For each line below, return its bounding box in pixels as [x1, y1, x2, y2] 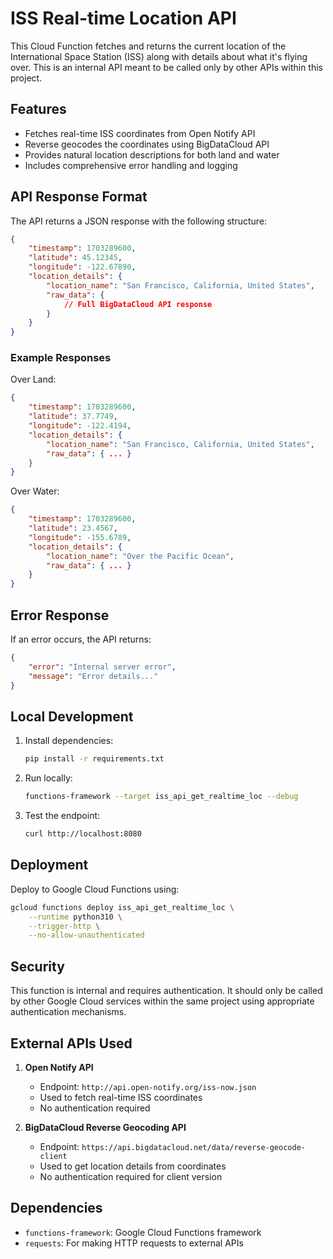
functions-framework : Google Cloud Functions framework [24, 1226, 262, 1238]
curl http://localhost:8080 [24, 829, 142, 839]
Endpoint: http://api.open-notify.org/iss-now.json [39, 1080, 257, 1092]
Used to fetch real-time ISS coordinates [39, 1091, 203, 1103]
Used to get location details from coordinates [39, 1160, 227, 1172]
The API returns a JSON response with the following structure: [10, 215, 268, 227]
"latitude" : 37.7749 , [28, 412, 118, 422]
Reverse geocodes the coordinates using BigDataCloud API [24, 138, 270, 150]
